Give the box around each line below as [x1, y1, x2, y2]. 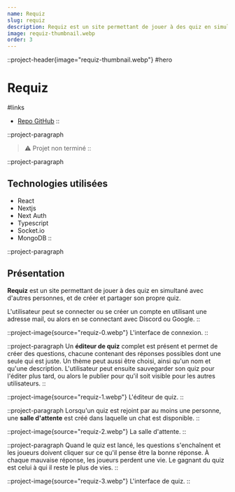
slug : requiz [7, 17, 45, 24]
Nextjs [17, 204, 36, 212]
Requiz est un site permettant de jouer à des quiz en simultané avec [7, 286, 204, 294]
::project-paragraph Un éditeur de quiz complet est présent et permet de [7, 341, 218, 350]
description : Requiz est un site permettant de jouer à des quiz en [7, 23, 211, 30]
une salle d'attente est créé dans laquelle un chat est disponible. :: [7, 414, 200, 422]
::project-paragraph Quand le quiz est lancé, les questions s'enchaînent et [7, 441, 221, 449]
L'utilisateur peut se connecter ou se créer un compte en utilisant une [7, 307, 208, 315]
